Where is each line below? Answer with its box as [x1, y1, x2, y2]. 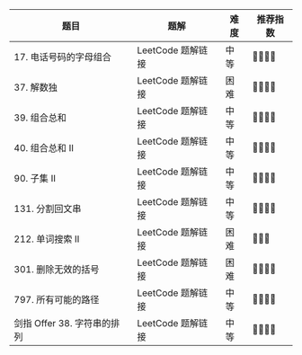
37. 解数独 [13, 81, 58, 93]
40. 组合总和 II [13, 142, 75, 154]
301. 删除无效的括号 [13, 263, 100, 275]
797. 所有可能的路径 [13, 294, 100, 306]
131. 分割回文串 [13, 202, 82, 215]
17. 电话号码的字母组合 [13, 51, 112, 63]
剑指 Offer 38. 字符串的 [13, 317, 111, 329]
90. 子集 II [13, 173, 57, 184]
